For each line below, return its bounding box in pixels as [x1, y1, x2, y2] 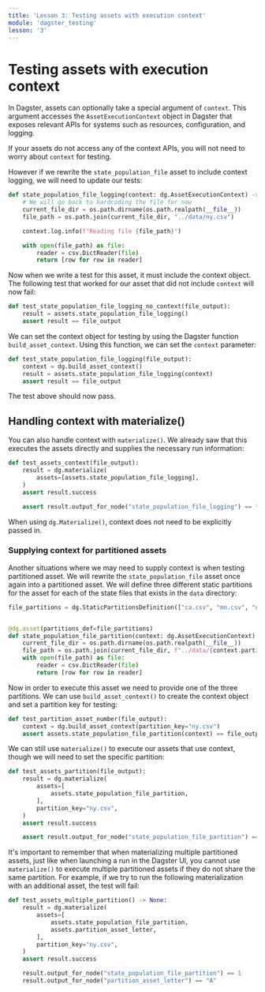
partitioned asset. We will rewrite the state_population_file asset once [8, 571, 241, 581]
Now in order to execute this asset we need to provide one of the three [8, 682, 238, 692]
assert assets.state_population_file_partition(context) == [22, 730, 224, 738]
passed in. [8, 525, 42, 535]
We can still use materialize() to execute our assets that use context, [8, 744, 236, 753]
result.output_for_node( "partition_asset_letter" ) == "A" [22, 977, 217, 985]
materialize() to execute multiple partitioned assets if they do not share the [8, 864, 256, 874]
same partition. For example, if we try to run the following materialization [8, 873, 244, 882]
